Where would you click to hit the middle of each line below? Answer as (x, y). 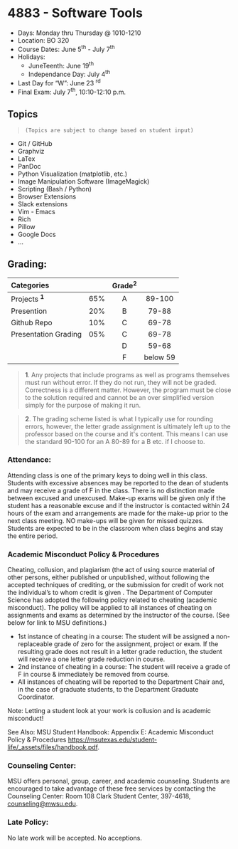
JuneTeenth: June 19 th (61, 65)
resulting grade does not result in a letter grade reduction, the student (120, 652)
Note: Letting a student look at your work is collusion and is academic (109, 711)
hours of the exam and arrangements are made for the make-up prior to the (118, 513)
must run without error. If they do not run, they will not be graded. (120, 382)
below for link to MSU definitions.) (57, 623)
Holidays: (31, 57)
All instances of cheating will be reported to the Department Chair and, (121, 682)
